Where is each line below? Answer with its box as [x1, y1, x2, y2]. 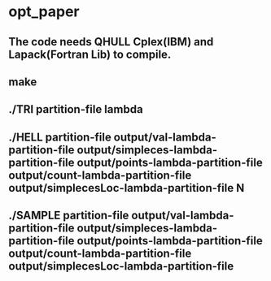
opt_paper [8, 2, 80, 21]
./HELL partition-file [8, 130, 111, 144]
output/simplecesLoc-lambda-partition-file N [8, 181, 245, 195]
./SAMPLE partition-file [8, 209, 129, 223]
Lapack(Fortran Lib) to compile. [8, 47, 172, 61]
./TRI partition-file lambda [8, 102, 144, 116]
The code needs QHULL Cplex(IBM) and [8, 35, 214, 49]
